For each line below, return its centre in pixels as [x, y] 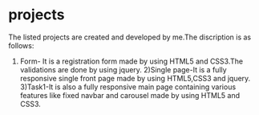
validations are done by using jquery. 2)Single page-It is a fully [123, 69]
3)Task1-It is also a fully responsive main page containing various [128, 87]
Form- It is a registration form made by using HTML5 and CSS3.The [131, 61]
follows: [21, 45]
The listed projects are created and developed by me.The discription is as [129, 37]
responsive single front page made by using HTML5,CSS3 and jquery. [135, 78]
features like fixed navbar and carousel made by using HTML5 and [130, 95]
